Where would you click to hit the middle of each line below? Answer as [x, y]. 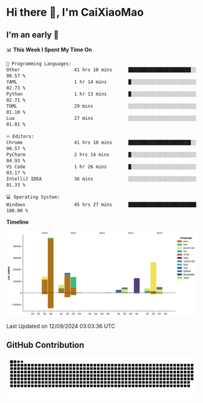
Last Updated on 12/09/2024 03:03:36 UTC [61, 326]
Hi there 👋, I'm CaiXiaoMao [75, 12]
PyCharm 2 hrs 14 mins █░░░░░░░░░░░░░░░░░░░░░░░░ [101, 155]
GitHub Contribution [45, 345]
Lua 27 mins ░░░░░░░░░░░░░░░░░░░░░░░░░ [101, 118]
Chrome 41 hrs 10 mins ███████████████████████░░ [101, 142]
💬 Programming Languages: [39, 64]
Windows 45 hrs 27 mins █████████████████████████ [101, 205]
